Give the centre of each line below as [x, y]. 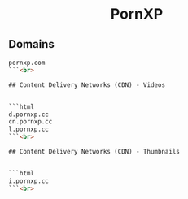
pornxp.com [27, 63]
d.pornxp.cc [28, 115]
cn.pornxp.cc [31, 122]
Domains [31, 44]
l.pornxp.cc [28, 130]
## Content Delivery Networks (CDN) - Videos [87, 85]
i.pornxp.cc [28, 181]
